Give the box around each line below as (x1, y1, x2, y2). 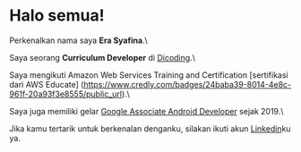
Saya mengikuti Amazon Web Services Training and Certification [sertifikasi (9, 69, 288, 80)
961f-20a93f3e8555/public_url (9, 89, 123, 99)
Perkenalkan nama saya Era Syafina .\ (9, 35, 148, 46)
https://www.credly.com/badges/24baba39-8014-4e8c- (83, 79, 292, 89)
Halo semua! (9, 5, 105, 26)
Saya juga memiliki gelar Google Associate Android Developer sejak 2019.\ (9, 106, 284, 116)
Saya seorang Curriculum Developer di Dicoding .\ (9, 52, 195, 63)
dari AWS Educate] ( (9, 79, 84, 89)
